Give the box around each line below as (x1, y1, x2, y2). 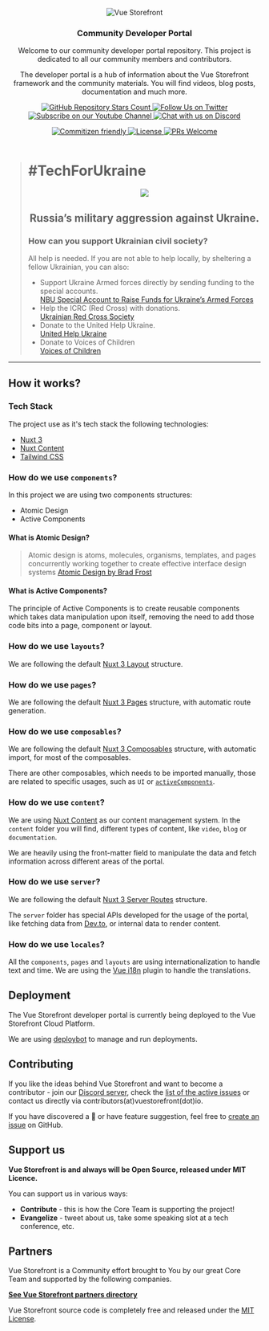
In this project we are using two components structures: (8, 490, 193, 500)
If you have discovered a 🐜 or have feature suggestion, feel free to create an (8, 1111, 260, 1121)
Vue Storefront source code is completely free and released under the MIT (8, 1305, 255, 1315)
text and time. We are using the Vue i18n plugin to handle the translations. (8, 966, 251, 975)
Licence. (8, 1173, 38, 1182)
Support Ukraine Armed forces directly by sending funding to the (39, 277, 255, 287)
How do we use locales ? (8, 938, 106, 949)
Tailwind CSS (19, 451, 64, 461)
